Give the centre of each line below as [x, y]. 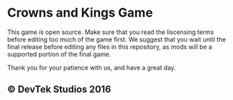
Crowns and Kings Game [80, 13]
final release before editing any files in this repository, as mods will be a [110, 47]
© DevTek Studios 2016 [59, 89]
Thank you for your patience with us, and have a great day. [91, 67]
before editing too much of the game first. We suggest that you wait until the [116, 39]
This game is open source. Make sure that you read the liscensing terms [111, 32]
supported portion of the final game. [59, 54]
